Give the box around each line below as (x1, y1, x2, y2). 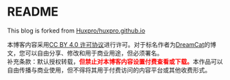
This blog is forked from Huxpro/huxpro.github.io (7, 26, 146, 35)
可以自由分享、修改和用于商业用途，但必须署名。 (25, 49, 163, 57)
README (7, 4, 59, 20)
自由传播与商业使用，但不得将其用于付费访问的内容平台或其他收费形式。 (7, 66, 211, 74)
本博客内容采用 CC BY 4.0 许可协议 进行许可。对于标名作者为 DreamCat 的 (7, 40, 211, 48)
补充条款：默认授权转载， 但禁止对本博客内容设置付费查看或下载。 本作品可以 (7, 57, 223, 65)
